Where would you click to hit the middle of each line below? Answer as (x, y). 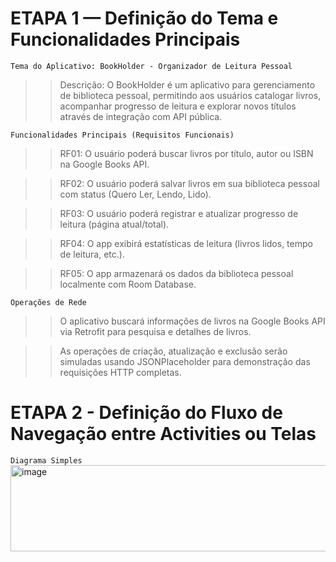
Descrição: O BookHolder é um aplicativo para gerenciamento (187, 84)
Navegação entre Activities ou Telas (163, 434)
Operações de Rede (48, 302)
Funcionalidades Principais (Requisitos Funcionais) (122, 135)
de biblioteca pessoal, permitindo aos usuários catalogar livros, (190, 95)
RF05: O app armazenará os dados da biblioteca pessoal (176, 273)
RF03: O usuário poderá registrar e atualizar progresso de (179, 213)
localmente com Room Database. (128, 284)
